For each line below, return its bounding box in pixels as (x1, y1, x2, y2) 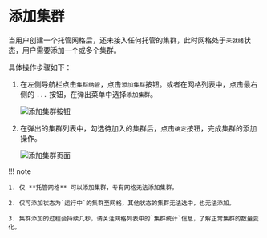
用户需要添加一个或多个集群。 (22, 45, 121, 54)
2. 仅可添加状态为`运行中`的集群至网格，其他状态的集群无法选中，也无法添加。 (8, 199, 235, 207)
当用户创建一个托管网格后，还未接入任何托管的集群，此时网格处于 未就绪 (8, 35, 245, 45)
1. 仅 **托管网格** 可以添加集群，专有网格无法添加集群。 (8, 184, 178, 192)
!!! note (8, 166, 32, 176)
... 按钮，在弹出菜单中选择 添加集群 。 (35, 89, 158, 99)
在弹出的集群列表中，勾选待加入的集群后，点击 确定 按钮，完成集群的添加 (19, 123, 257, 133)
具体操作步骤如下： (8, 62, 72, 72)
